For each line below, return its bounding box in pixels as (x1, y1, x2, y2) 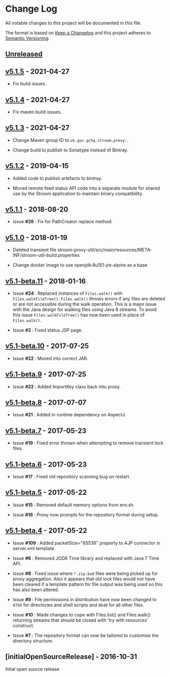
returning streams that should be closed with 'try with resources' (12, 617, 148, 623)
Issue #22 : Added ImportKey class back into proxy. (12, 383, 121, 389)
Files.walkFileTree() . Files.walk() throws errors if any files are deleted (12, 296, 165, 302)
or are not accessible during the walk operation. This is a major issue (12, 301, 157, 307)
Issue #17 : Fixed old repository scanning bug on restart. (12, 474, 131, 480)
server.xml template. (12, 545, 56, 551)
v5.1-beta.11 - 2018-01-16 (5, 276, 86, 285)
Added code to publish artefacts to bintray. (12, 175, 103, 181)
